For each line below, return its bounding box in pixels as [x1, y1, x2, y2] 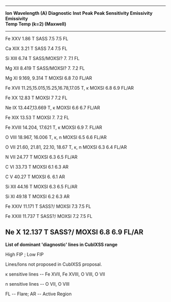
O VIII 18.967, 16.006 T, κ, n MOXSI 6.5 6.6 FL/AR [5, 134, 107, 140]
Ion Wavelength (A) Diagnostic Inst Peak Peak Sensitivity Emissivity [5, 10, 153, 16]
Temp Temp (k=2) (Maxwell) [5, 21, 67, 27]
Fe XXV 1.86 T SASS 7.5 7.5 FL [5, 36, 69, 41]
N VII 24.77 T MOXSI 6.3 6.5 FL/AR [5, 154, 78, 160]
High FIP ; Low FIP [5, 251, 44, 257]
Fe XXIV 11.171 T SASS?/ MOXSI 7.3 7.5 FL [5, 203, 92, 209]
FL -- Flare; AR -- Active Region [5, 291, 72, 297]
